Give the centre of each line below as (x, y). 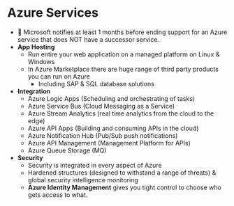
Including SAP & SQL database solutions (96, 84)
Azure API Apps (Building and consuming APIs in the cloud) (113, 128)
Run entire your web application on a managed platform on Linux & (124, 54)
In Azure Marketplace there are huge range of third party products (123, 69)
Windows (41, 61)
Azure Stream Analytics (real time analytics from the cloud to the (121, 113)
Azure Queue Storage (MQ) (67, 150)
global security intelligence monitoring (83, 180)
